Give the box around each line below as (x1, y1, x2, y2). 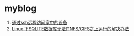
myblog (4, 3, 37, 14)
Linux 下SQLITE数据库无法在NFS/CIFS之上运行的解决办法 (11, 25, 130, 32)
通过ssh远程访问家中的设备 (11, 19, 67, 25)
